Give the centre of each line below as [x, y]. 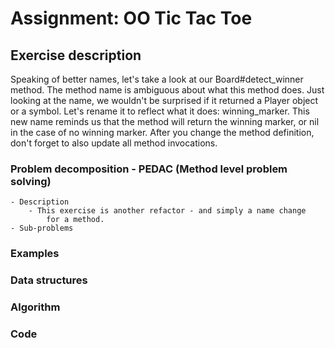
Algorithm [35, 307]
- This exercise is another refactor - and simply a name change [167, 211]
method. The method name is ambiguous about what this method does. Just [167, 90]
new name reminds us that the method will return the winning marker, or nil [165, 121]
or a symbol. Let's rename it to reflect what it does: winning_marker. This [160, 111]
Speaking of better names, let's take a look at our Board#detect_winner [157, 79]
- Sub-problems [42, 228]
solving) [31, 181]
